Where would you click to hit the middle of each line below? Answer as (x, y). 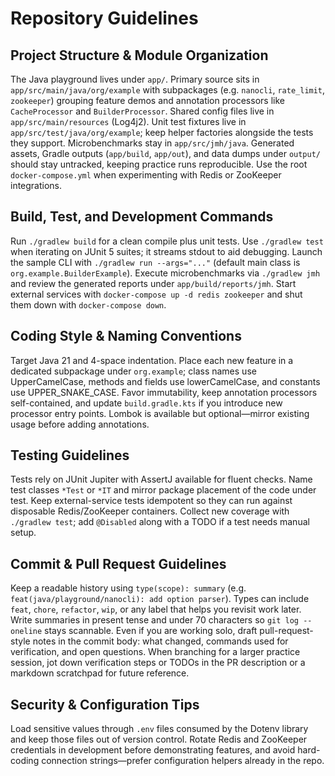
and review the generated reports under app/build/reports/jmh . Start (153, 283)
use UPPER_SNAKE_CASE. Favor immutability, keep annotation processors (164, 392)
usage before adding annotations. (80, 424)
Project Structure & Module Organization (139, 55)
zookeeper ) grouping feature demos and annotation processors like (147, 100)
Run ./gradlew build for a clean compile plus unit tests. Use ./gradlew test (167, 241)
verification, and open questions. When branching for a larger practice (155, 652)
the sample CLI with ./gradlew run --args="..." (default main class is (155, 262)
